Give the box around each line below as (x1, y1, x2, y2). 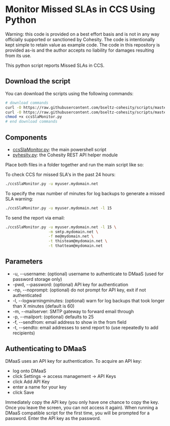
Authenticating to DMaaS (5, 345, 87, 353)
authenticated (12, 292, 42, 298)
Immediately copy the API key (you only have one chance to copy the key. (5, 399, 159, 405)
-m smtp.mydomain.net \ (48, 229, 99, 234)
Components (5, 133, 47, 142)
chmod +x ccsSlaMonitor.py (5, 114, 62, 119)
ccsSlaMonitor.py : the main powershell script (12, 146, 107, 152)
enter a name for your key (12, 384, 67, 390)
